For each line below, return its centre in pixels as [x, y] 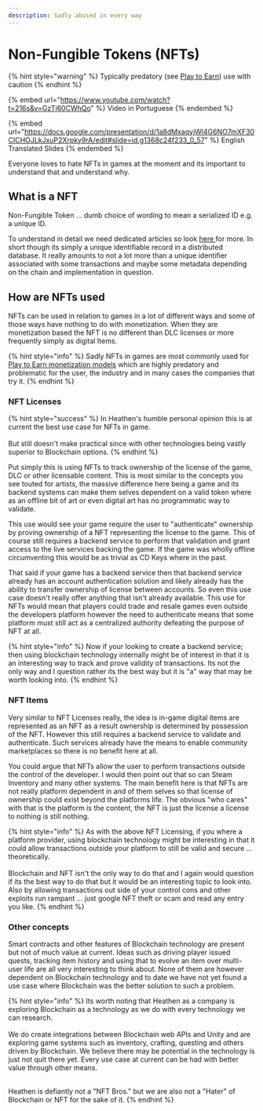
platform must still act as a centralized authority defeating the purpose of [126, 623]
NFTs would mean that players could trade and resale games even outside [128, 607]
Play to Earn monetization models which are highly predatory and [114, 365]
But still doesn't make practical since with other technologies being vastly [127, 444]
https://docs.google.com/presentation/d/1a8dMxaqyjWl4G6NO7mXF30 [139, 131]
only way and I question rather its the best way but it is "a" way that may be [130, 672]
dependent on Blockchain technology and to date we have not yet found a [128, 977]
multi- [233, 961]
